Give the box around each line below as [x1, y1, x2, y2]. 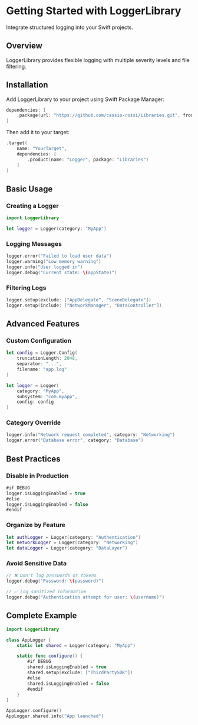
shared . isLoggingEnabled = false [27, 681, 110, 687]
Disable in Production [6, 472, 69, 480]
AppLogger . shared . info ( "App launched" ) [6, 713, 104, 719]
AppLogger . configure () [6, 708, 62, 714]
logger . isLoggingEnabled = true [6, 490, 85, 496]
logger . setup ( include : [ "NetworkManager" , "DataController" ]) [6, 303, 162, 308]
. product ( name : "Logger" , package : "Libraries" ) [27, 157, 149, 162]
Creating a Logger [6, 201, 59, 210]
